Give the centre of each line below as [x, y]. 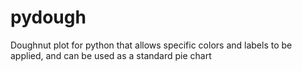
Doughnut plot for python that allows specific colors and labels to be [151, 45]
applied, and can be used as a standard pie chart [111, 55]
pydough [48, 17]
